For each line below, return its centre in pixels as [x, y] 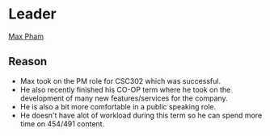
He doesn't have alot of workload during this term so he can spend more [141, 115]
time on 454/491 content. [62, 124]
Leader [32, 14]
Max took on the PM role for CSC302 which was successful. [120, 80]
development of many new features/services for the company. [124, 98]
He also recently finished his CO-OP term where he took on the [125, 89]
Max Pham [26, 36]
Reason [28, 62]
